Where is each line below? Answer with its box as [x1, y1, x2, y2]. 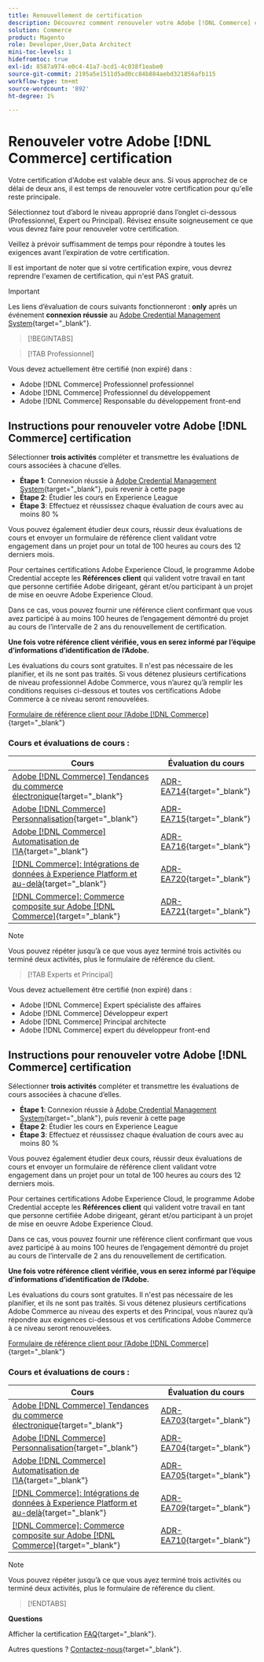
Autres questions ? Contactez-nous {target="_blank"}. [8, 1645, 182, 1654]
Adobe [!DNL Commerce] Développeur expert [19, 1009, 168, 1018]
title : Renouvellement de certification [8, 11, 143, 20]
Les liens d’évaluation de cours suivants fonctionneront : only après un [8, 302, 237, 312]
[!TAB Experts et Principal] [27, 970, 113, 980]
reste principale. [8, 192, 61, 201]
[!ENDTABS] [27, 1599, 67, 1608]
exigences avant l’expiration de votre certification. [8, 248, 170, 257]
